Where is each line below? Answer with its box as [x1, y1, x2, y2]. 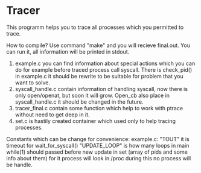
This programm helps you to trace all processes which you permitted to [6, 24, 184, 31]
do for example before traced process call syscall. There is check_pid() [14, 66, 193, 73]
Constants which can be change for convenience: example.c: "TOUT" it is [6, 135, 190, 142]
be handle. [6, 161, 33, 168]
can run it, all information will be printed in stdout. [6, 48, 130, 55]
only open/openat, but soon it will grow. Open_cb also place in [14, 92, 170, 99]
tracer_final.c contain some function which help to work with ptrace [14, 104, 183, 112]
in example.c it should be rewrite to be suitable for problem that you [14, 72, 183, 80]
